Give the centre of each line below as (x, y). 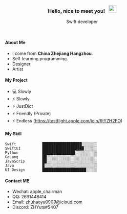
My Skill (13, 134)
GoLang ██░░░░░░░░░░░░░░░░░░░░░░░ (51, 157)
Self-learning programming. (40, 58)
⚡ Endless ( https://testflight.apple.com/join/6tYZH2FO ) (67, 120)
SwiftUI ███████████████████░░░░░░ (51, 148)
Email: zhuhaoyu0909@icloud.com (47, 202)
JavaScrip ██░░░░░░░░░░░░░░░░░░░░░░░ (51, 161)
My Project (16, 80)
